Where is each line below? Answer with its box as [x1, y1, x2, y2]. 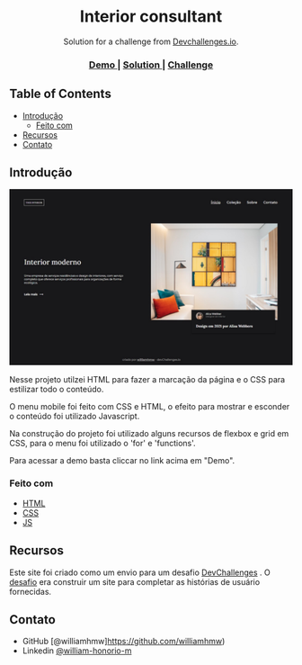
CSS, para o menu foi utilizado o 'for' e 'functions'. [9, 437, 196, 448]
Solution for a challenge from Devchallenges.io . [63, 36, 239, 47]
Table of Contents [9, 86, 112, 102]
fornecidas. [9, 586, 52, 597]
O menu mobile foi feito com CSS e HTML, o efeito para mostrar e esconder [9, 400, 290, 411]
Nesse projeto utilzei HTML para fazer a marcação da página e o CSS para [9, 373, 286, 384]
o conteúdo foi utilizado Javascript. [9, 410, 140, 421]
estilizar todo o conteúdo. [9, 383, 104, 394]
